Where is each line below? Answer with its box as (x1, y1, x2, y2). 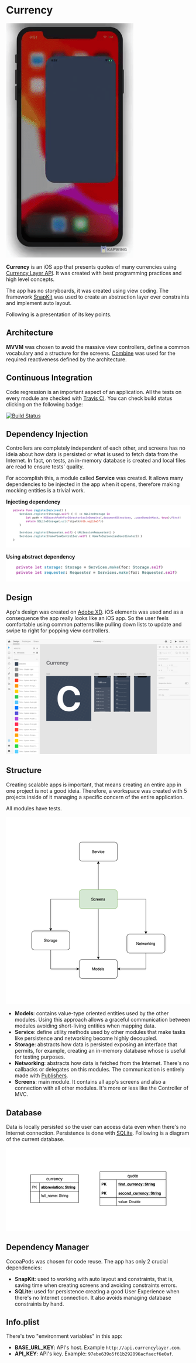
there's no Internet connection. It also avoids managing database (14, 1294, 171, 1301)
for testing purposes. (14, 1053, 66, 1060)
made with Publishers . (14, 1072, 68, 1079)
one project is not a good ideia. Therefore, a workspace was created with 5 (6, 787, 187, 794)
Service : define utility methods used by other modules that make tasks (14, 1029, 186, 1036)
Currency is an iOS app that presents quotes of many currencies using (6, 263, 177, 270)
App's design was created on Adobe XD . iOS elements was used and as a (6, 608, 184, 615)
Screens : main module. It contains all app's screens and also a (14, 1078, 166, 1085)
